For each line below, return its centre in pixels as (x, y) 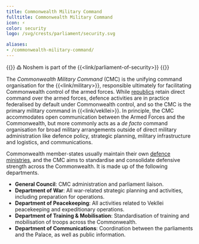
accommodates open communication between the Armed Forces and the (96, 117)
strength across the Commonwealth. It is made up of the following (87, 166)
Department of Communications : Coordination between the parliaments (104, 228)
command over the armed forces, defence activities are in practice (88, 98)
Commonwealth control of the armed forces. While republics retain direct (96, 91)
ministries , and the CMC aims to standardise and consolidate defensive (93, 160)
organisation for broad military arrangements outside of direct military (91, 129)
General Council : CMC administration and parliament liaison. (89, 184)
